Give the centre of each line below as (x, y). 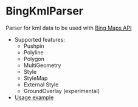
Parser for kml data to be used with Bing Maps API (69, 28)
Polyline (33, 52)
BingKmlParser (44, 11)
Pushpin (34, 46)
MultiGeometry (42, 65)
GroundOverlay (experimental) (62, 91)
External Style (41, 84)
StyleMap (36, 78)
